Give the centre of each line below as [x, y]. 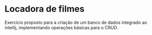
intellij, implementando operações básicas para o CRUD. [61, 27]
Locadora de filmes [45, 9]
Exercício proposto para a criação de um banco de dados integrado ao [76, 22]
